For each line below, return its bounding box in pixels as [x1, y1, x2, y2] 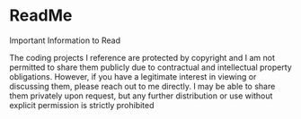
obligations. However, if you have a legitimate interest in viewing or [9, 71, 257, 81]
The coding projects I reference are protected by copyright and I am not [9, 52, 276, 63]
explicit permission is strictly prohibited [9, 99, 155, 110]
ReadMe [9, 5, 73, 26]
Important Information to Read [9, 35, 121, 46]
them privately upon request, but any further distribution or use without [9, 90, 273, 101]
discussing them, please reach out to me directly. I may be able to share [9, 81, 276, 91]
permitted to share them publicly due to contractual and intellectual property [9, 62, 292, 72]
